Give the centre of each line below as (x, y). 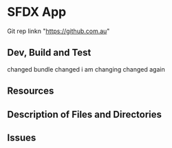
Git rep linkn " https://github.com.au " (58, 31)
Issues (22, 137)
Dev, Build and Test (49, 53)
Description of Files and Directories (85, 114)
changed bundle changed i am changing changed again (86, 69)
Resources (31, 91)
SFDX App (37, 12)
